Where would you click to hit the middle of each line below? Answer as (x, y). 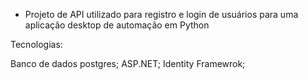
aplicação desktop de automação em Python (117, 25)
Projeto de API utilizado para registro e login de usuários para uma (161, 14)
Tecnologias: (36, 44)
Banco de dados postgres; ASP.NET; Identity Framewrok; (128, 63)
